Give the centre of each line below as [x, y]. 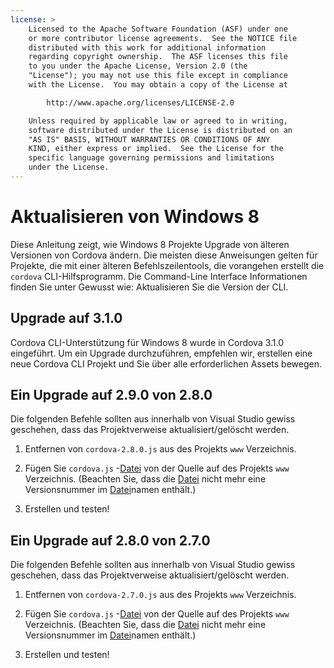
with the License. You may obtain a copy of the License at [158, 85]
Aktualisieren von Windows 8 [135, 217]
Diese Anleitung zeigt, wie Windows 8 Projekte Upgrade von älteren [150, 244]
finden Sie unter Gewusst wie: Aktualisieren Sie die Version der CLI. [149, 287]
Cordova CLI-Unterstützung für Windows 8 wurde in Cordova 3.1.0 [147, 342]
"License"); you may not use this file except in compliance [158, 76]
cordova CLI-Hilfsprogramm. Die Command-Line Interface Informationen [159, 276]
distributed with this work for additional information [147, 47]
